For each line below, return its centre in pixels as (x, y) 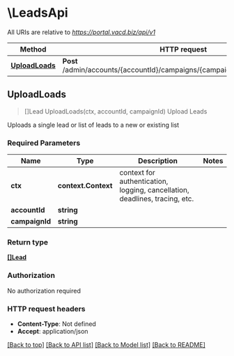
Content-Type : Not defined (56, 324)
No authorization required (44, 291)
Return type (28, 242)
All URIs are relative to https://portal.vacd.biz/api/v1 (81, 32)
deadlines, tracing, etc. (157, 199)
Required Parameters (44, 143)
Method (33, 49)
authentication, (144, 181)
